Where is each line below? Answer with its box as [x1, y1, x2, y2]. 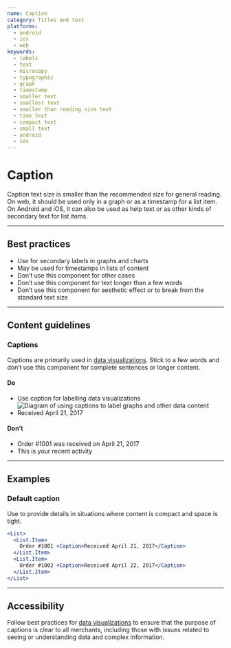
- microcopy [13, 67, 48, 74]
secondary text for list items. [7, 212, 88, 221]
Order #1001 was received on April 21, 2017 [16, 439, 140, 447]
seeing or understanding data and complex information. [7, 633, 165, 641]
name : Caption [7, 10, 48, 17]
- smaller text [13, 93, 57, 100]
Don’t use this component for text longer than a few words [16, 278, 183, 287]
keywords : [7, 49, 36, 56]
